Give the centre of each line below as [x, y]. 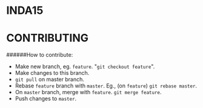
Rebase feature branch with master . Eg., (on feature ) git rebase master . [106, 86]
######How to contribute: [40, 55]
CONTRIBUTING [48, 38]
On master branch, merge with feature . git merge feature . [88, 92]
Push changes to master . [46, 99]
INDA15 [25, 11]
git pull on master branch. [50, 80]
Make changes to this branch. [52, 73]
